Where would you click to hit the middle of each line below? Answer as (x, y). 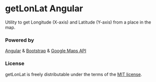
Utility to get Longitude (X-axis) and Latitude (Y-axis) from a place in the (78, 22)
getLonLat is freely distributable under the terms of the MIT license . (74, 74)
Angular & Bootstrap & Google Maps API (46, 51)
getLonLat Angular (44, 9)
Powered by (20, 40)
